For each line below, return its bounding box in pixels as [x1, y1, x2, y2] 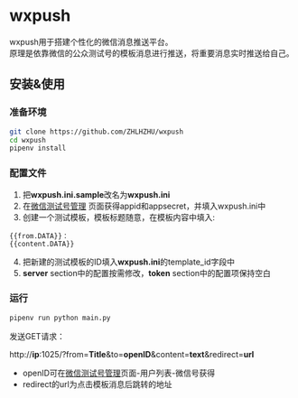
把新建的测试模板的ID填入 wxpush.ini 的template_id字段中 [22, 256, 235, 267]
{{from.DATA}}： [9, 231, 70, 240]
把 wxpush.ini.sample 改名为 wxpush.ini [22, 189, 171, 199]
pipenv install [9, 143, 67, 153]
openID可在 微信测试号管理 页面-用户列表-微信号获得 [22, 367, 215, 378]
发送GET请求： [9, 330, 65, 341]
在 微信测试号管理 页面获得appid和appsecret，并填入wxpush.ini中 [22, 200, 266, 211]
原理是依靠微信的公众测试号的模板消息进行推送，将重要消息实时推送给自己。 [9, 47, 294, 59]
